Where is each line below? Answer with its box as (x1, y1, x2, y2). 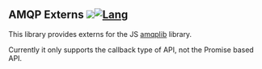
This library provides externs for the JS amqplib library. (8, 29, 192, 39)
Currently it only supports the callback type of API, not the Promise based (8, 45, 255, 55)
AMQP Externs (8, 8, 84, 22)
